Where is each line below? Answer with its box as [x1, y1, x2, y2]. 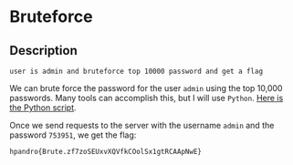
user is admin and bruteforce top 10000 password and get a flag [9, 67, 263, 76]
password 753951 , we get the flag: [9, 129, 137, 140]
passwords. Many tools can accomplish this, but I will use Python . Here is [9, 93, 284, 103]
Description [9, 43, 78, 58]
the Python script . [9, 102, 77, 113]
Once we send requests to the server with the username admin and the [9, 120, 275, 130]
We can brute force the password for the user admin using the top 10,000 [9, 83, 283, 93]
